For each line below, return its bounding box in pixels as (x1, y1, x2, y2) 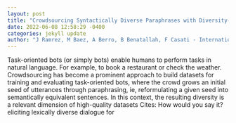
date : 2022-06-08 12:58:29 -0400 (7, 23, 105, 30)
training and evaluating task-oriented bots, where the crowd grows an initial (7, 78, 226, 86)
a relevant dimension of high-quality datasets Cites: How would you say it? (7, 101, 223, 109)
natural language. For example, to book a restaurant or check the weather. (7, 63, 222, 72)
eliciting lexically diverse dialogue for (7, 108, 114, 117)
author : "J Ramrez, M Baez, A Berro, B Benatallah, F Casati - (7, 37, 197, 44)
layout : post (7, 10, 46, 18)
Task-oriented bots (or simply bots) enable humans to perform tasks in (7, 56, 212, 64)
